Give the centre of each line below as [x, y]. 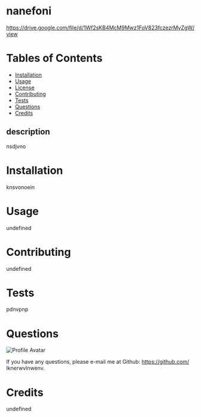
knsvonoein [20, 187]
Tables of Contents [54, 58]
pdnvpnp [17, 309]
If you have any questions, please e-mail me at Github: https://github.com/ [98, 362]
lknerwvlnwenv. [25, 368]
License [25, 87]
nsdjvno [16, 146]
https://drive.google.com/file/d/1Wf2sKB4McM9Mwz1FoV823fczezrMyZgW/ [100, 28]
